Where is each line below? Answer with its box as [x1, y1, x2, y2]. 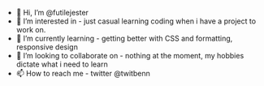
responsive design [15, 42, 79, 52]
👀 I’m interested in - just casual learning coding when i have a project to [15, 16, 257, 26]
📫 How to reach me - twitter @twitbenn [15, 69, 150, 78]
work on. [15, 25, 46, 34]
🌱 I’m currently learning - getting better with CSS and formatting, [15, 33, 233, 43]
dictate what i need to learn [15, 59, 108, 69]
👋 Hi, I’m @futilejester [15, 8, 89, 17]
